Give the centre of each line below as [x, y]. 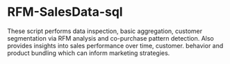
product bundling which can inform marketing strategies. [89, 53]
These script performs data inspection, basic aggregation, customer [105, 31]
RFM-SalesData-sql [65, 12]
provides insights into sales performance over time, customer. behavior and [115, 45]
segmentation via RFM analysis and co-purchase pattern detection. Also [110, 38]
